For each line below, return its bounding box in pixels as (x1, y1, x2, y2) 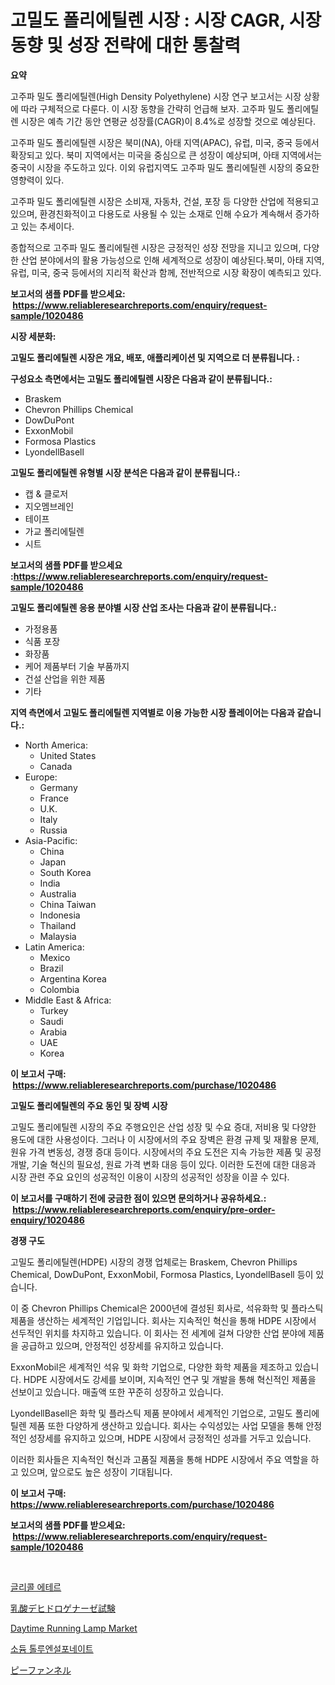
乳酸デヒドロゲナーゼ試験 (10, 1602, 116, 1614)
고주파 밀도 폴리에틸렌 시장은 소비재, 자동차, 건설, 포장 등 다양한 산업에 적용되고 (10, 195, 320, 207)
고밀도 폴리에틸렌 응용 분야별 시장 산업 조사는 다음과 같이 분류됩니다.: (10, 601, 277, 613)
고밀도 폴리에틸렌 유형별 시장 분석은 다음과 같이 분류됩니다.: (10, 466, 241, 478)
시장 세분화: (10, 330, 57, 342)
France (39, 792, 70, 804)
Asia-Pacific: (24, 834, 78, 846)
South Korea (39, 866, 92, 878)
